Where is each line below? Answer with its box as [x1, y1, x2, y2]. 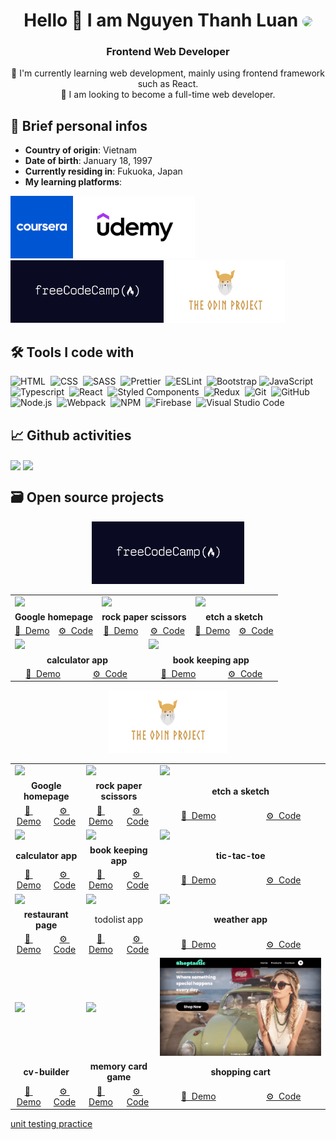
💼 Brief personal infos [10, 117, 148, 134]
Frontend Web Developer [106, 45, 230, 59]
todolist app [94, 914, 144, 926]
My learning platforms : [24, 176, 123, 188]
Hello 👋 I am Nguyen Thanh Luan [23, 9, 299, 32]
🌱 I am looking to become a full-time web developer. [60, 89, 276, 101]
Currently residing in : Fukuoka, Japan [24, 165, 183, 178]
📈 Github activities [10, 427, 132, 444]
